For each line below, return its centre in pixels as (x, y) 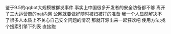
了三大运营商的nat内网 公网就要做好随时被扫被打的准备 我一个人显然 (77, 14)
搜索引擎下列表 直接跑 (33, 26)
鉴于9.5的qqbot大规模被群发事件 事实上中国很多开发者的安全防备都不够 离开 (86, 7)
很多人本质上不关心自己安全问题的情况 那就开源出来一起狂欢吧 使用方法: (85, 20)
